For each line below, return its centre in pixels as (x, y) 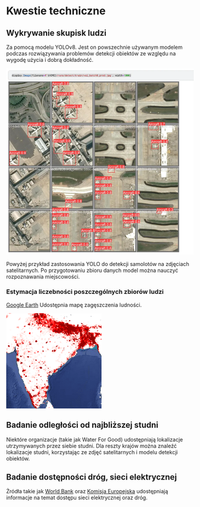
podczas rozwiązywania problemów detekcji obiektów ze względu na (91, 54)
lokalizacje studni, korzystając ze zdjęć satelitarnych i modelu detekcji (92, 452)
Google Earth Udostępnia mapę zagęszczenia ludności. (74, 305)
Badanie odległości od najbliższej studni (82, 425)
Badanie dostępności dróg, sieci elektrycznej (92, 477)
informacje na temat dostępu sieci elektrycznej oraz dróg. (77, 497)
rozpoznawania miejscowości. (43, 276)
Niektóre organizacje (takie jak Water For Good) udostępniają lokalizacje (95, 439)
